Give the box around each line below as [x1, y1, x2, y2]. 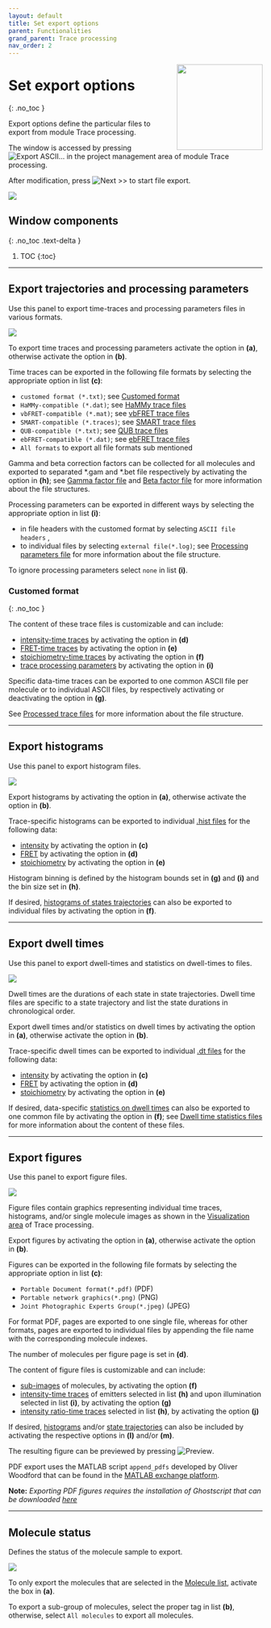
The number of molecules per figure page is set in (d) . [8, 1350, 189, 1359]
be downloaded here [8, 1495, 78, 1505]
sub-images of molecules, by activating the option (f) [19, 1380, 198, 1391]
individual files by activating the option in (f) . [8, 906, 157, 915]
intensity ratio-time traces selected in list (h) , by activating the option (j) [19, 1406, 260, 1416]
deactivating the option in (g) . [8, 693, 107, 702]
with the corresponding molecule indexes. [8, 1334, 148, 1343]
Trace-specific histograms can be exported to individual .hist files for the [8, 816, 251, 826]
